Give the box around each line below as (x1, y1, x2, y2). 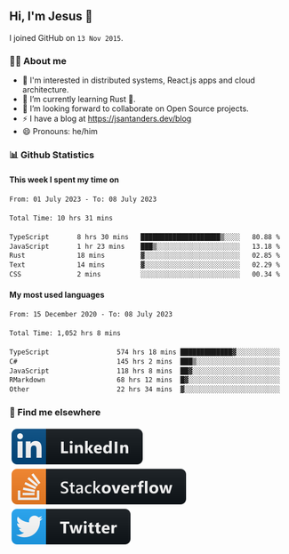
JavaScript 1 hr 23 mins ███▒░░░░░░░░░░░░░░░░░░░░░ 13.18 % (9, 242, 280, 251)
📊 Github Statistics (9, 149, 95, 161)
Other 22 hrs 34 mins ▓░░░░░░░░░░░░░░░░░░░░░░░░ (9, 385, 280, 394)
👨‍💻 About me (9, 54, 67, 67)
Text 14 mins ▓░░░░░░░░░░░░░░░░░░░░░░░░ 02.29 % (9, 261, 280, 269)
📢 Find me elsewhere (9, 406, 101, 419)
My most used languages (9, 289, 105, 300)
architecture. (21, 84, 69, 95)
